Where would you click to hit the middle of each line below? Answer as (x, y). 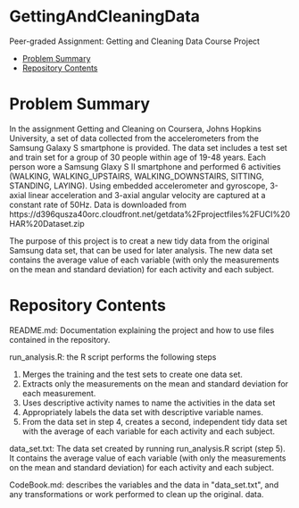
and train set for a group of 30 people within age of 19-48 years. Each (137, 157)
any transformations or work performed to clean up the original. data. (137, 494)
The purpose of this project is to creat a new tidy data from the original (139, 241)
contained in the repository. (60, 339)
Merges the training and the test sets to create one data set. (132, 374)
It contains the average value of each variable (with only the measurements (148, 458)
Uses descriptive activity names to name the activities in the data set (149, 403)
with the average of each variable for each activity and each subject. (148, 431)
